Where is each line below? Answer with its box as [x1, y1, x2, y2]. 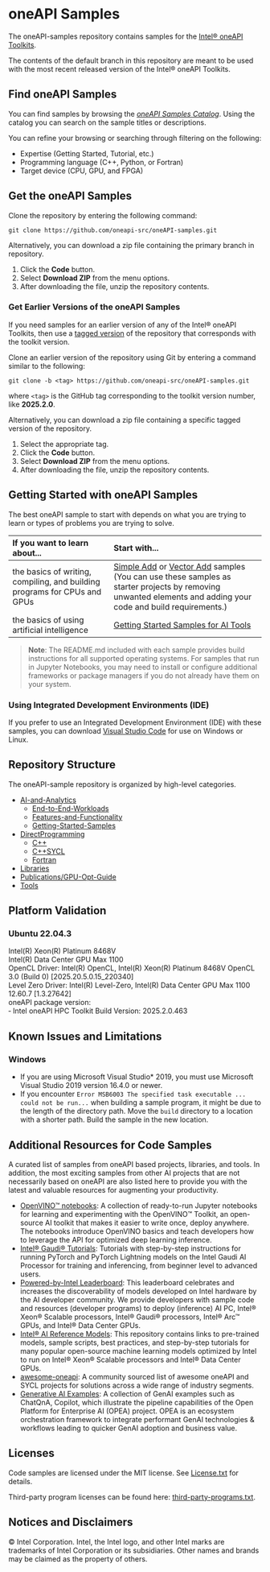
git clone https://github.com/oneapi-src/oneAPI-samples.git [8, 226, 218, 234]
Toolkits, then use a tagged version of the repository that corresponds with [8, 328, 256, 338]
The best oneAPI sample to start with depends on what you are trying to [8, 509, 247, 519]
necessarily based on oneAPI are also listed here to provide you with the [8, 1177, 247, 1186]
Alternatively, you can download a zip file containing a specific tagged [8, 415, 241, 424]
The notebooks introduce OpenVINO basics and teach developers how [19, 1226, 255, 1236]
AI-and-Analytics [19, 795, 77, 805]
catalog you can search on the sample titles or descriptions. [8, 118, 207, 127]
